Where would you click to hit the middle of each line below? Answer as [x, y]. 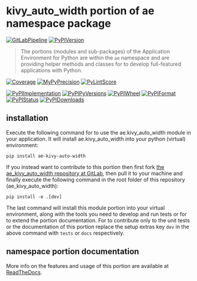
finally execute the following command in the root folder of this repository [96, 180]
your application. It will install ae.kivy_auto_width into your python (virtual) [96, 139]
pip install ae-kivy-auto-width [46, 156]
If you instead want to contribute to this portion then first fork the [85, 167]
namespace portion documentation [73, 252]
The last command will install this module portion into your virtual [85, 207]
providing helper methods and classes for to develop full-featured [101, 64]
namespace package [59, 23]
